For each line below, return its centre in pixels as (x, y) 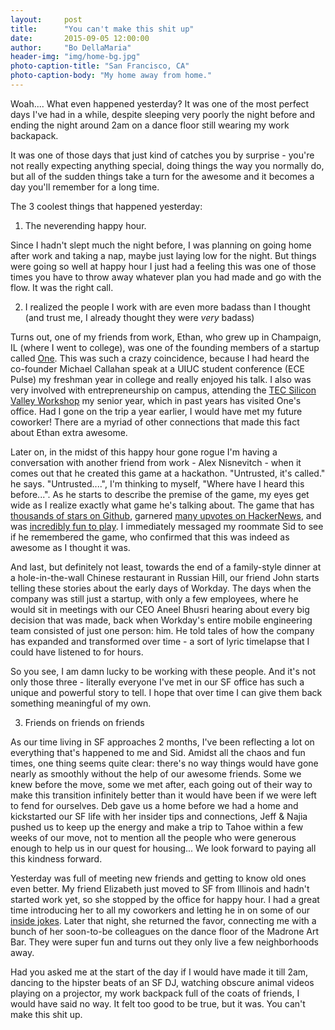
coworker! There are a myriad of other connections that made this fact (155, 422)
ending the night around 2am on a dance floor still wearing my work (150, 125)
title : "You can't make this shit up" (102, 29)
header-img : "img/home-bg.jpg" (75, 57)
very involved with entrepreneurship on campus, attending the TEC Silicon (163, 390)
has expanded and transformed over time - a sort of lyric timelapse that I (160, 641)
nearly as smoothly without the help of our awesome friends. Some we (156, 773)
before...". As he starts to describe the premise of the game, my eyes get (160, 494)
